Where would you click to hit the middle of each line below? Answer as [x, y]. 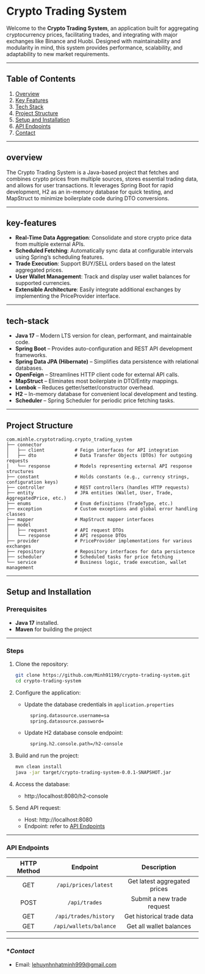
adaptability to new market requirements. [58, 54]
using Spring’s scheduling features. [59, 257]
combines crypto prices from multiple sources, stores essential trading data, [102, 179]
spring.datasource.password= [67, 721]
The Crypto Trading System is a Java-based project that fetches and [92, 172]
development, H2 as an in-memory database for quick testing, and [90, 192]
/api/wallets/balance [85, 926]
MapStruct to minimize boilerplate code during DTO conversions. [88, 198]
